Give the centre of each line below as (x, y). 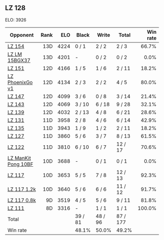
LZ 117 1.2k (22, 189)
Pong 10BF (20, 164)
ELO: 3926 (16, 20)
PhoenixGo (20, 82)
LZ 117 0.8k (22, 200)
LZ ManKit (19, 158)
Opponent (22, 35)
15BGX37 (19, 60)
